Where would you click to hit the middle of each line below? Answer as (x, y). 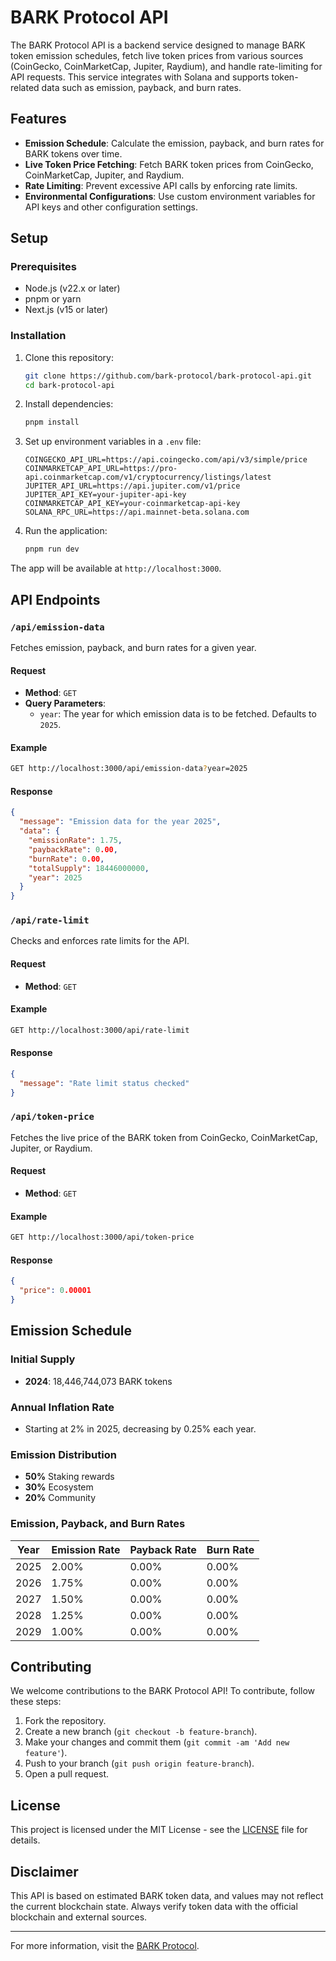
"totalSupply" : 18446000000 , (89, 868)
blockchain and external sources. (79, 1917)
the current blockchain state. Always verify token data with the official (154, 1906)
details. (25, 1840)
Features (38, 119)
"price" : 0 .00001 (55, 1291)
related (25, 87)
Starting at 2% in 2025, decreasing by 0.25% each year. (140, 1428)
